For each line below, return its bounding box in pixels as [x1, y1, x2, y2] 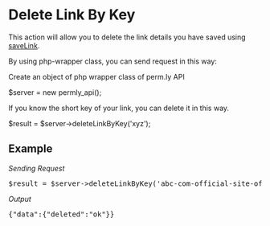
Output [8, 194, 32, 203]
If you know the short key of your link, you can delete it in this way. [8, 103, 230, 113]
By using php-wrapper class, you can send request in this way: [8, 56, 217, 66]
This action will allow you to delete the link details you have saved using [8, 32, 247, 42]
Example [8, 142, 53, 156]
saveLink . [8, 40, 40, 50]
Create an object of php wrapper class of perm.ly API [8, 72, 185, 81]
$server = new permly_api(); [8, 87, 102, 97]
